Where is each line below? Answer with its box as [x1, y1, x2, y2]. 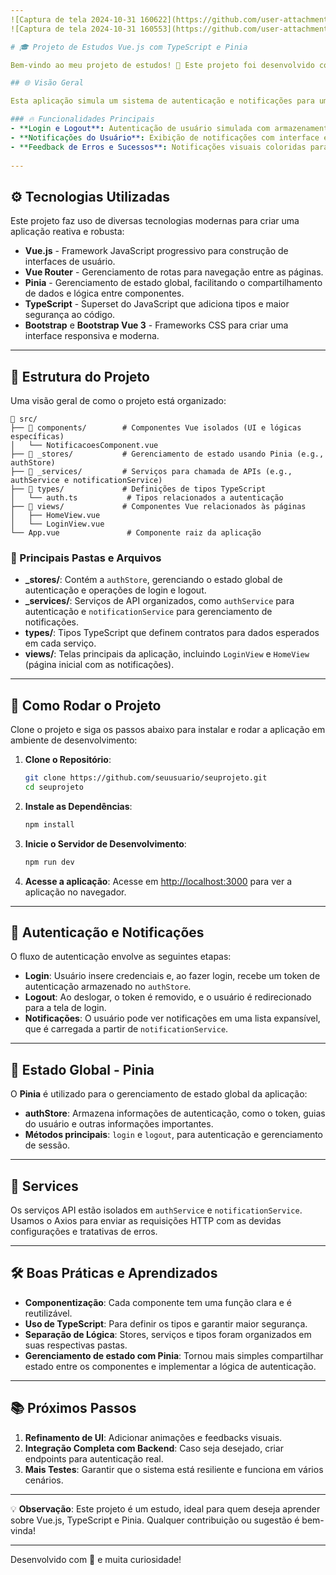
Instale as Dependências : [24, 800, 133, 812]
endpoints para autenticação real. [24, 1452, 164, 1465]
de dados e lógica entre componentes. [24, 287, 185, 300]
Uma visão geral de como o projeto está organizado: [10, 395, 227, 406]
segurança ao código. [24, 309, 116, 321]
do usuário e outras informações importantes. [24, 1118, 214, 1130]
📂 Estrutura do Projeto [10, 368, 150, 385]
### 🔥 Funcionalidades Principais [10, 114, 155, 125]
